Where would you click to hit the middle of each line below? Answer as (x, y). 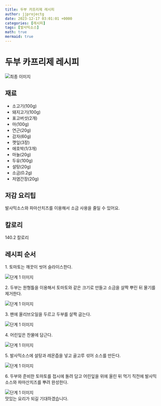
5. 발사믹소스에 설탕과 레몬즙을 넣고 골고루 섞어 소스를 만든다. (63, 355)
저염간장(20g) (25, 179)
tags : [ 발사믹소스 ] (22, 28)
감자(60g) (22, 136)
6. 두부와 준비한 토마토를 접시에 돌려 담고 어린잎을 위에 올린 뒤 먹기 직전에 (74, 376)
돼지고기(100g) (26, 112)
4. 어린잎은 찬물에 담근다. (29, 335)
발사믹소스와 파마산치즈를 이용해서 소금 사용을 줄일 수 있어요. (62, 208)
